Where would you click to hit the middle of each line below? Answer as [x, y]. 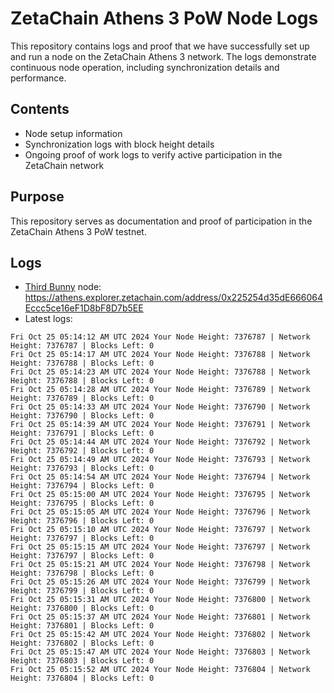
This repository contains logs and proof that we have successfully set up [160, 46]
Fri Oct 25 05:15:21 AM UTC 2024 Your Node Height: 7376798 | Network [160, 565]
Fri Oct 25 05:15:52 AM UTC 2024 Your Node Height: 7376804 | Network [160, 670]
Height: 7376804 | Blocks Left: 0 [82, 678]
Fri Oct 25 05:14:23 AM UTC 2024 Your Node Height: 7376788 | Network [160, 372]
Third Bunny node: [63, 287]
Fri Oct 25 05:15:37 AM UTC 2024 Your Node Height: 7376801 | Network [160, 617]
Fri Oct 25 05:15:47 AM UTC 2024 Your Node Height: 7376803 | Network [160, 652]
